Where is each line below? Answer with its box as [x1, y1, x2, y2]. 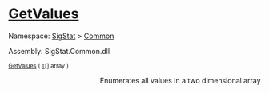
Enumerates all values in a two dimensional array [99, 76, 261, 85]
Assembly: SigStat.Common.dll [8, 46, 110, 56]
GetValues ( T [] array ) [8, 61, 70, 70]
